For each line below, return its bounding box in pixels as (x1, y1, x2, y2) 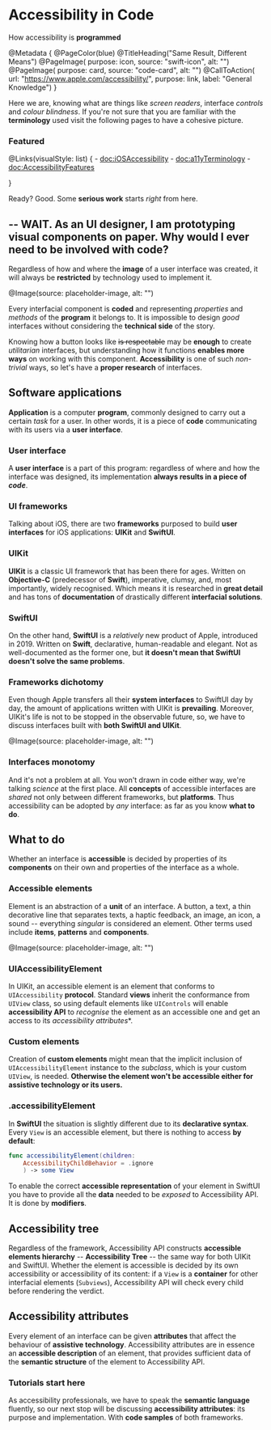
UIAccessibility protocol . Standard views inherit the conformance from (8, 990, 251, 1000)
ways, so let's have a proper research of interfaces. (28, 362, 202, 373)
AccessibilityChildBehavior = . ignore (23, 1159, 154, 1167)
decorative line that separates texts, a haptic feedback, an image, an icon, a (8, 910, 261, 920)
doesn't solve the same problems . (8, 657, 125, 666)
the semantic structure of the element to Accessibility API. (8, 1356, 205, 1366)
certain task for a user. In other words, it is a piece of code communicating (8, 416, 257, 425)
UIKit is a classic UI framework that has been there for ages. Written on (8, 566, 246, 576)
